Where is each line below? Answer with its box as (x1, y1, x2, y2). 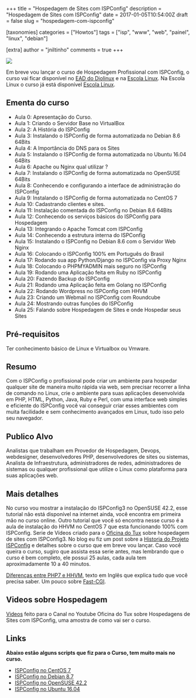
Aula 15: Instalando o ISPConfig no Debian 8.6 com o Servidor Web (14, 238, 176, 245)
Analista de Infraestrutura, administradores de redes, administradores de (6, 459, 181, 467)
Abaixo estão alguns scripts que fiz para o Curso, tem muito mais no (6, 649, 176, 656)
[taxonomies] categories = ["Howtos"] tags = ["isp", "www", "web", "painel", (6, 29, 190, 36)
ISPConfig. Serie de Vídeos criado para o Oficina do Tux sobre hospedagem (6, 529, 190, 537)
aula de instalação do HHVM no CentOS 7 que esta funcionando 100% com (6, 523, 188, 530)
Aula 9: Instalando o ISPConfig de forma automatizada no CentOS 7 (14, 194, 177, 201)
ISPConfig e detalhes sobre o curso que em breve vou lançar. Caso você (6, 542, 181, 549)
